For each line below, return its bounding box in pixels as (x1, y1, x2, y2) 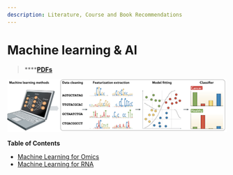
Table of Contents (7, 139, 61, 148)
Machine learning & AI (7, 42, 137, 58)
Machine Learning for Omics (17, 153, 100, 161)
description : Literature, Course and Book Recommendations (7, 11, 183, 18)
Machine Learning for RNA (17, 160, 94, 169)
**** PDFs (24, 65, 53, 73)
